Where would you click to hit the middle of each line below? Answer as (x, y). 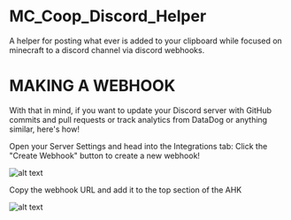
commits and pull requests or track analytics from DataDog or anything (138, 119)
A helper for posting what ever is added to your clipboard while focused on (146, 41)
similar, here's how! (44, 129)
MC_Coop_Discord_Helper (108, 16)
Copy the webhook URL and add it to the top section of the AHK (126, 190)
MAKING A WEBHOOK (92, 86)
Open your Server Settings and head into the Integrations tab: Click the (138, 146)
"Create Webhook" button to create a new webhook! (105, 156)
